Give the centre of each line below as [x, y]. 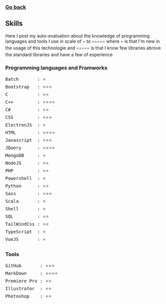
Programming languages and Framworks [56, 68]
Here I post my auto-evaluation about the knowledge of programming [78, 36]
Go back [16, 7]
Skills [14, 24]
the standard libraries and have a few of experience [59, 54]
